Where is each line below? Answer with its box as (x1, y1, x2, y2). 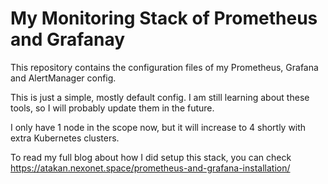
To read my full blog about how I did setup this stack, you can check (10, 151, 292, 163)
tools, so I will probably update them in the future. (10, 102, 215, 114)
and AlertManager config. (10, 72, 117, 84)
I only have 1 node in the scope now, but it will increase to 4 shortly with (10, 121, 307, 133)
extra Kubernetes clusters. (10, 132, 120, 144)
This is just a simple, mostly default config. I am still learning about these (10, 91, 310, 103)
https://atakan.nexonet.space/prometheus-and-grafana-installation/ (10, 162, 291, 174)
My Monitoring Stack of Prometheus (10, 7, 318, 30)
